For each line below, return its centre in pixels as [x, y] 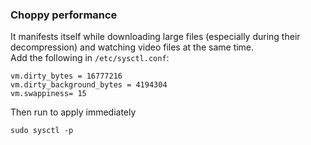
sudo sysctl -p [42, 131]
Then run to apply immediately [73, 112]
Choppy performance [64, 15]
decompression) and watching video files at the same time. [132, 47]
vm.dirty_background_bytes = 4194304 [89, 85]
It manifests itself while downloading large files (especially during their [155, 37]
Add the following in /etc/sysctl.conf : [90, 58]
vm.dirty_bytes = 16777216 [66, 76]
